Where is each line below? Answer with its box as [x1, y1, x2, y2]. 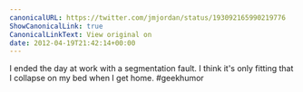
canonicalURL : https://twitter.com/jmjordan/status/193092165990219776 [9, 13, 286, 23]
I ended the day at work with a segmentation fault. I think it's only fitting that [9, 63, 294, 74]
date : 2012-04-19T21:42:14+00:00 [9, 38, 136, 48]
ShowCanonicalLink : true [9, 22, 103, 31]
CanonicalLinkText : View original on [9, 30, 152, 39]
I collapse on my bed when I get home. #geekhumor [9, 73, 204, 84]
